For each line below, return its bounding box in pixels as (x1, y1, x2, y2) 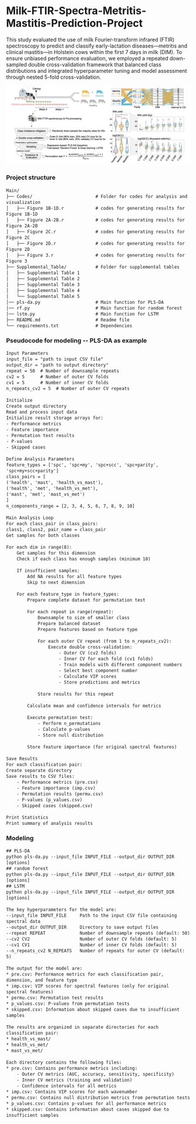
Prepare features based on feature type (37, 627, 138, 633)
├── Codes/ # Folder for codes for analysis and (6, 193, 188, 199)
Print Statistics (6, 815, 49, 821)
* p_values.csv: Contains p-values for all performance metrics (6, 1100, 167, 1107)
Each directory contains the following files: (6, 1059, 122, 1066)
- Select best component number (58, 668, 138, 674)
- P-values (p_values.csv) (16, 797, 83, 803)
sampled (6, 61, 28, 68)
